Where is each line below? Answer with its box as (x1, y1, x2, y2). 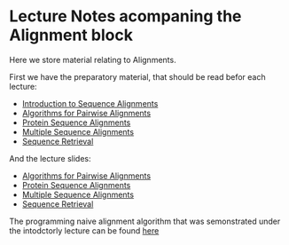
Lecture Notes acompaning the (9, 6, 242, 27)
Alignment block (9, 25, 133, 45)
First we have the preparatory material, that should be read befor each (9, 71, 266, 82)
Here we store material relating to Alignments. (9, 54, 176, 65)
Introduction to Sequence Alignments (21, 98, 159, 108)
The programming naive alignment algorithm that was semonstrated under (9, 216, 281, 226)
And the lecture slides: (9, 153, 91, 163)
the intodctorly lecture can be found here (9, 225, 160, 236)
